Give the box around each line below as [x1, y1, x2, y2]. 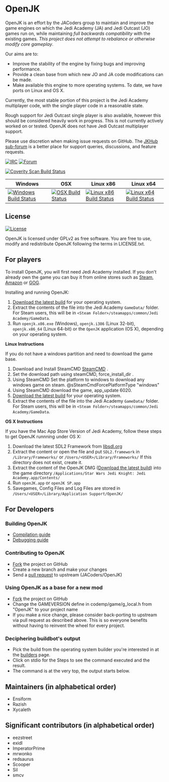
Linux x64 [131, 180, 156, 187]
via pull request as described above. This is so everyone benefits [12, 617, 147, 623]
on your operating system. [12, 331, 67, 337]
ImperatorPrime [12, 745, 45, 751]
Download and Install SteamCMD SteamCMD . [12, 366, 108, 372]
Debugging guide [12, 537, 49, 543]
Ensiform [12, 696, 32, 702]
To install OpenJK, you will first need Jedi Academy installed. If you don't [5, 269, 157, 275]
